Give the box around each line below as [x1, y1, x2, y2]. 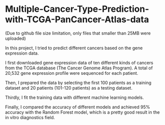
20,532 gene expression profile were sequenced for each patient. [5, 70, 138, 76]
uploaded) [5, 35, 26, 41]
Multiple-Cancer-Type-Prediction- [5, 3, 149, 15]
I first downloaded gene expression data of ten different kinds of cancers [5, 60, 154, 65]
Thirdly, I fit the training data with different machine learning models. [5, 94, 144, 100]
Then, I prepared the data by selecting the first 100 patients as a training [5, 80, 152, 86]
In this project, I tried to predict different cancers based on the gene [5, 45, 143, 51]
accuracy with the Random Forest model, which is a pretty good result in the [5, 109, 160, 115]
